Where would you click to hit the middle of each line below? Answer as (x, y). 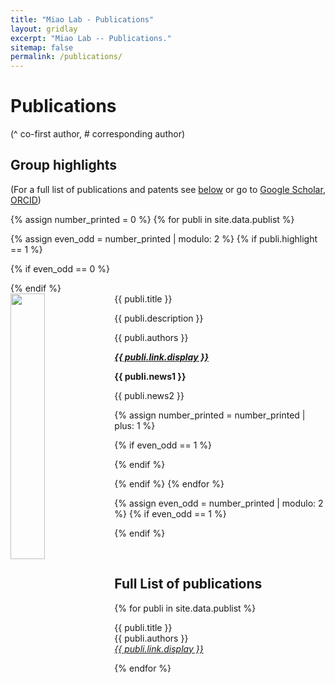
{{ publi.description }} (159, 318)
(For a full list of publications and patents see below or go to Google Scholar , (168, 189)
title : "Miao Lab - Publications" (82, 19)
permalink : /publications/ (66, 57)
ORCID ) (26, 200)
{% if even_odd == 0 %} (60, 268)
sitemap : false (42, 47)
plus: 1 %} (135, 425)
